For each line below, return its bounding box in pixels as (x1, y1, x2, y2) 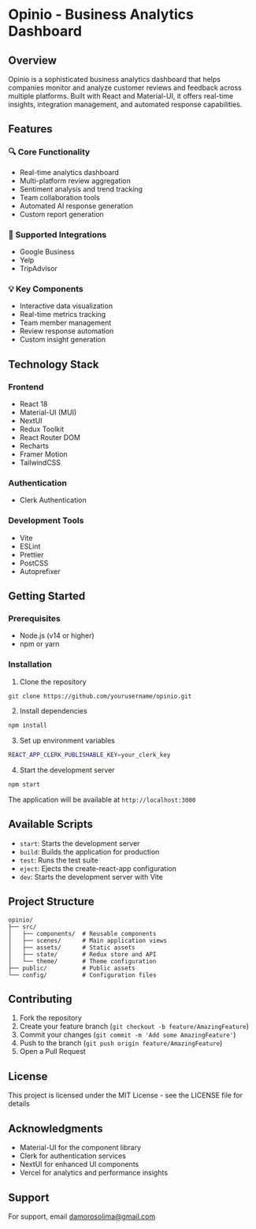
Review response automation (19, 326, 114, 336)
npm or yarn (19, 639, 60, 649)
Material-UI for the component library (19, 1143, 142, 1153)
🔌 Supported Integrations (8, 229, 107, 240)
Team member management (19, 318, 112, 328)
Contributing (8, 993, 72, 1006)
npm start (8, 780, 41, 789)
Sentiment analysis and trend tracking (19, 184, 143, 194)
